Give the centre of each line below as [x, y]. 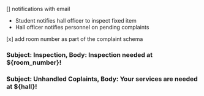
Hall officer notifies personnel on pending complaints [82, 27]
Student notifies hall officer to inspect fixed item [76, 20]
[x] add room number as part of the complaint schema [75, 39]
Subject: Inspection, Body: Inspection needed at [80, 54]
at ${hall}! [22, 86]
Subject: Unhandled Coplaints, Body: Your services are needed [102, 79]
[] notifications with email [38, 9]
